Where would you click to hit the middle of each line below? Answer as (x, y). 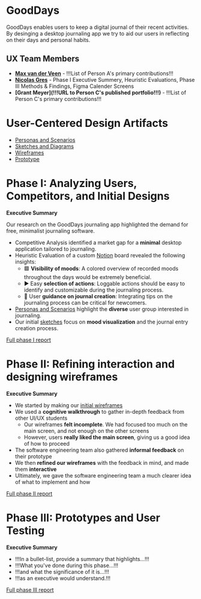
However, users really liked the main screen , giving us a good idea (107, 437)
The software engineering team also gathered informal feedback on (99, 450)
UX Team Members (43, 59)
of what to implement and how (52, 482)
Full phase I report (28, 340)
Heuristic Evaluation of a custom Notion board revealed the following (100, 255)
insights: (25, 262)
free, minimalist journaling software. (50, 231)
